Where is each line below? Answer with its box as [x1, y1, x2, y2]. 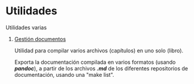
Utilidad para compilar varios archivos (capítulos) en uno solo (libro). [14, 46, 184, 54]
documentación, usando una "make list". [14, 71, 114, 78]
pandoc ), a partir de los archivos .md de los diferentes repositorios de [14, 64, 188, 72]
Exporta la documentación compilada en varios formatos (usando [14, 58, 176, 66]
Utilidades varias [5, 24, 47, 31]
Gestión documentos [14, 35, 66, 42]
